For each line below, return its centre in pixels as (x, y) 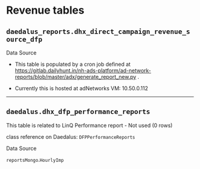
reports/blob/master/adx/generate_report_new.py (76, 77)
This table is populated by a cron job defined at (73, 64)
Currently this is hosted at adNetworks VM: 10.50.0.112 (81, 88)
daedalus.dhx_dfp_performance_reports (78, 112)
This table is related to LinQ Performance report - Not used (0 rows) (89, 125)
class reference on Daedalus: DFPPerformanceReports (71, 136)
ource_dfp (24, 39)
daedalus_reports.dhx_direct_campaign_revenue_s (98, 31)
